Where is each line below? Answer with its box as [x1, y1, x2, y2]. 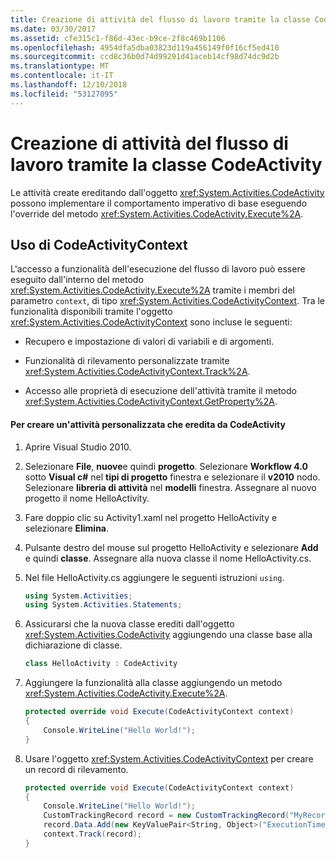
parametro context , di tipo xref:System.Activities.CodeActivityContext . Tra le [10, 295, 325, 307]
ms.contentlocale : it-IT [10, 71, 114, 81]
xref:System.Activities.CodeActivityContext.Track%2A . [24, 366, 251, 378]
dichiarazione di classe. [24, 639, 123, 651]
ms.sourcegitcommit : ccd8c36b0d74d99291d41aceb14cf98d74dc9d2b [10, 52, 280, 62]
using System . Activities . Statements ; [24, 600, 183, 610]
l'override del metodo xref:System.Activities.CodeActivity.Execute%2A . [10, 207, 304, 220]
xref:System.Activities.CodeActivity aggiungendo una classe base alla [24, 629, 313, 641]
